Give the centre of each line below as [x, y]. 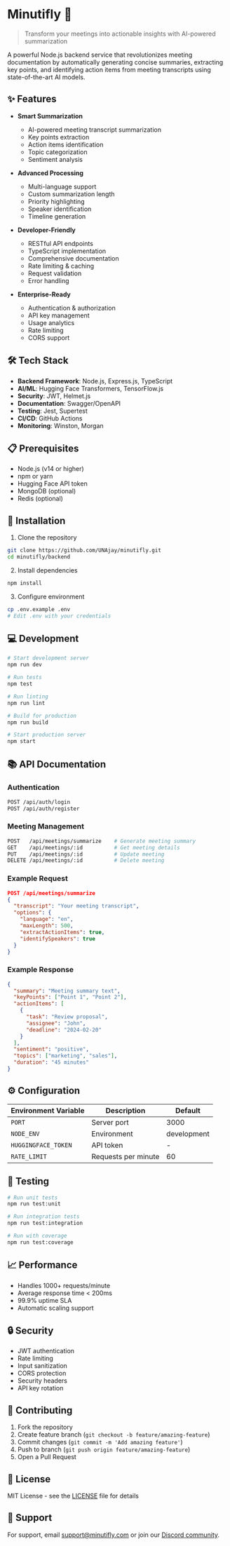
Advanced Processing [50, 173]
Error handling [48, 280]
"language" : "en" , [47, 919]
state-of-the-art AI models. [46, 77]
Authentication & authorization [72, 308]
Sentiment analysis [55, 159]
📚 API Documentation [57, 764]
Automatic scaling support [55, 1308]
